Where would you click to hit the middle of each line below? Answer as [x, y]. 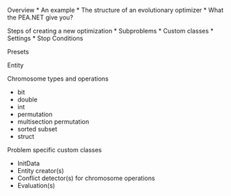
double [27, 99]
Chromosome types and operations [58, 79]
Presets [18, 52]
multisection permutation [53, 122]
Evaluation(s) [36, 186]
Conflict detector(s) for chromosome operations [86, 178]
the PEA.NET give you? [40, 17]
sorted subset [37, 129]
